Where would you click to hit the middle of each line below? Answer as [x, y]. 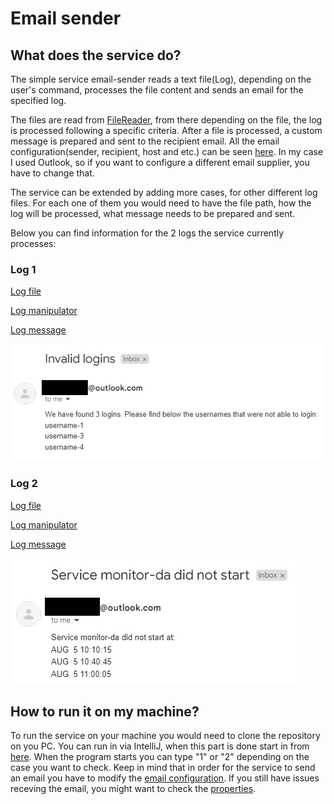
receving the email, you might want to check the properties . [133, 789]
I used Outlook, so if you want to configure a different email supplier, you [160, 162]
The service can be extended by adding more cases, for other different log [164, 192]
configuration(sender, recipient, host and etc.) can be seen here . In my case [167, 151]
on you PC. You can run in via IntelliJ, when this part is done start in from [160, 746]
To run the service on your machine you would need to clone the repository [165, 736]
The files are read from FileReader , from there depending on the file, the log [166, 120]
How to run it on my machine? [105, 711]
